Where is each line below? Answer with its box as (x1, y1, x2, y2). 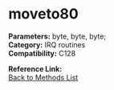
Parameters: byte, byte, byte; (8, 31, 107, 41)
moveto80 (8, 5, 79, 23)
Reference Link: (8, 63, 63, 73)
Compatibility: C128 (8, 48, 76, 58)
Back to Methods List (8, 72, 79, 82)
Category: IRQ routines (8, 39, 86, 49)
